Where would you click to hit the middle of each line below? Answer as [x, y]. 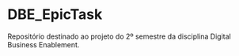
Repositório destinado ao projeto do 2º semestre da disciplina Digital [119, 36]
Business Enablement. [44, 44]
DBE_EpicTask [55, 15]
